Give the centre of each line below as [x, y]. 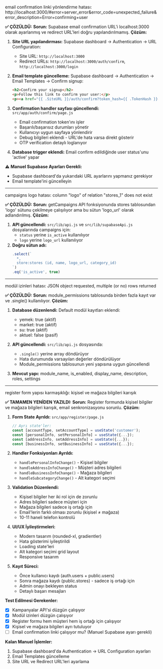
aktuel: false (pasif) [39, 335]
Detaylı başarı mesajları [43, 591]
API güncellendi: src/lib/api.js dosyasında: [57, 344]
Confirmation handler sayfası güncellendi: [56, 108]
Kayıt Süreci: [25, 566]
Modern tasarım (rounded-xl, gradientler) [60, 536]
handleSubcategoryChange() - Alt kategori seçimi [67, 478]
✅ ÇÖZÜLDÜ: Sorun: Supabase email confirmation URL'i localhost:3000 [77, 27]
